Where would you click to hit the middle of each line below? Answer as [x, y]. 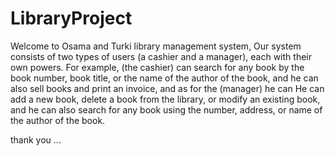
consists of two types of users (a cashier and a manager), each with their [161, 56]
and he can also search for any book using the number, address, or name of [166, 109]
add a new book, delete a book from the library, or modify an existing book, [165, 99]
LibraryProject [71, 18]
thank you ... [36, 139]
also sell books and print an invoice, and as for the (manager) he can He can [167, 88]
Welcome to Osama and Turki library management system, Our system [156, 46]
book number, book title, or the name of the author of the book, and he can [164, 78]
